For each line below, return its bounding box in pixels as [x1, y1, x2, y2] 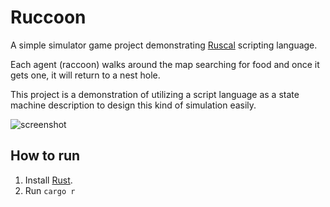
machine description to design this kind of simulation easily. [10, 99, 257, 111]
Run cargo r [24, 184, 76, 196]
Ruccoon [10, 6, 87, 29]
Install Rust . [24, 174, 73, 186]
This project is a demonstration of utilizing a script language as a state [10, 88, 300, 100]
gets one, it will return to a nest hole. [10, 69, 161, 81]
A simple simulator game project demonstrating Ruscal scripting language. [10, 39, 318, 51]
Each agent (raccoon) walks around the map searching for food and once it [10, 58, 320, 70]
